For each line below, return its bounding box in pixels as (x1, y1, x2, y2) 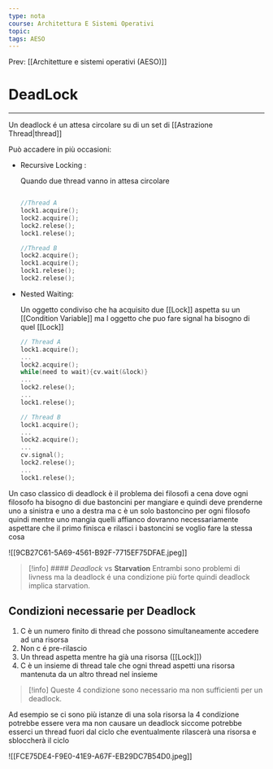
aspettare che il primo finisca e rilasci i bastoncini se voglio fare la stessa (8, 523, 253, 533)
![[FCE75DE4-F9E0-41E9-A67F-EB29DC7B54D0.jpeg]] (8, 751, 193, 761)
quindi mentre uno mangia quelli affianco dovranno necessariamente (8, 514, 239, 524)
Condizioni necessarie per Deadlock (8, 604, 197, 618)
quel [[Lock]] (19, 322, 64, 332)
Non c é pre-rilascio (19, 643, 88, 653)
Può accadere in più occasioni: (8, 144, 112, 155)
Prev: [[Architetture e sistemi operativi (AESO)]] (8, 57, 167, 67)
